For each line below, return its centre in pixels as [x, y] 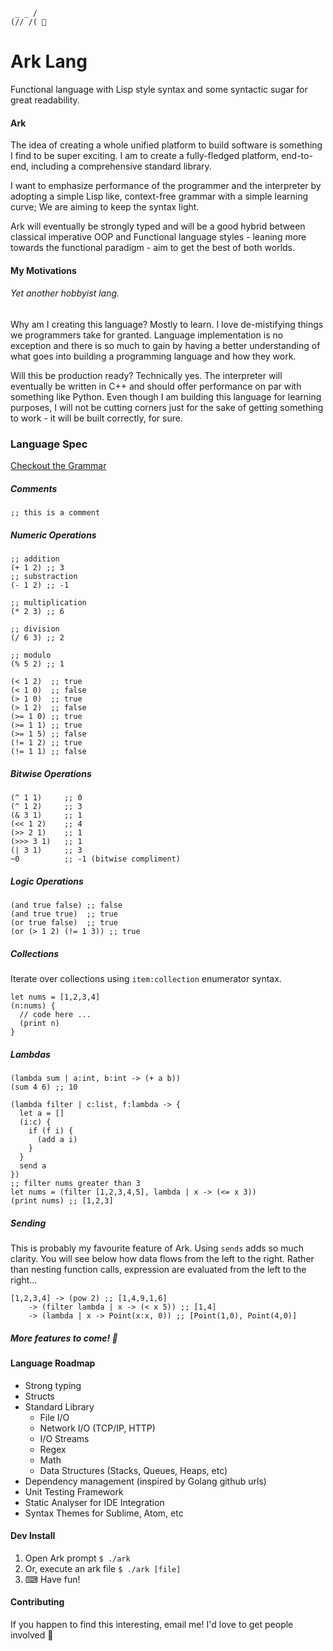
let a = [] [42, 1114]
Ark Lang [49, 61]
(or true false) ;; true [64, 923]
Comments [34, 488]
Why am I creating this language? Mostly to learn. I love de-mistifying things [167, 324]
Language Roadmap [53, 1363]
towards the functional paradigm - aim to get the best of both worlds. [153, 248]
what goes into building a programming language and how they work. [153, 356]
